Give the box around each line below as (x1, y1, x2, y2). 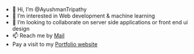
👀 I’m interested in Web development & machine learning (12, 12, 155, 19)
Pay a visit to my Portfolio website (12, 41, 98, 48)
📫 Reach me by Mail (12, 32, 65, 39)
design (12, 25, 30, 32)
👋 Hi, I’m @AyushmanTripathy (12, 6, 87, 13)
